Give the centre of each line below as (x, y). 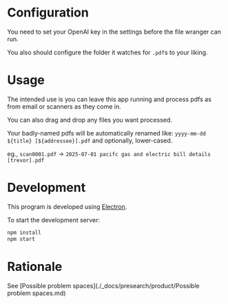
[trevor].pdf (26, 160)
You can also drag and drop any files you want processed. (90, 120)
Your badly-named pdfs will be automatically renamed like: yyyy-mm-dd (107, 133)
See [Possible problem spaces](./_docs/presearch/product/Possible (103, 285)
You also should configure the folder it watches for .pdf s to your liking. (107, 52)
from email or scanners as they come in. (64, 106)
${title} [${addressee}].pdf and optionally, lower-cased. (90, 140)
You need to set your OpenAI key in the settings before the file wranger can (114, 32)
